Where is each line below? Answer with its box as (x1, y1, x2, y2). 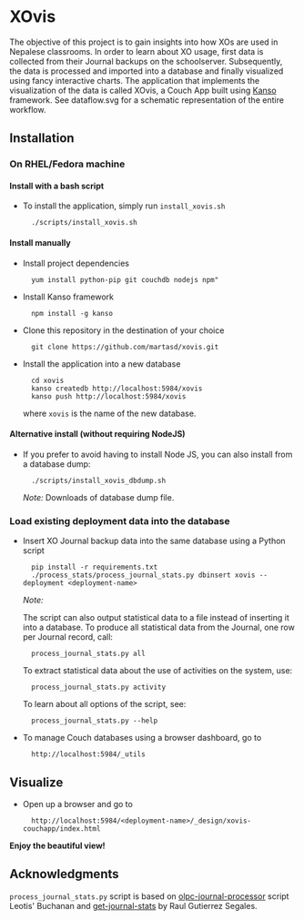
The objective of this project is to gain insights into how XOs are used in (9, 36, 279, 47)
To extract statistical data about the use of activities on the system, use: (22, 665, 293, 676)
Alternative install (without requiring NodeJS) (9, 429, 186, 440)
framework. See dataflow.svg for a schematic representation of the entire (9, 94, 285, 106)
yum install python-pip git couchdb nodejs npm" (31, 275, 219, 284)
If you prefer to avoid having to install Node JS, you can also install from (22, 449, 293, 460)
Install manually (9, 238, 71, 248)
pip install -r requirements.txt (31, 562, 158, 572)
